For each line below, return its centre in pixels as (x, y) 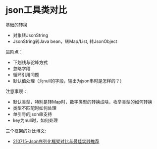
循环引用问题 (26, 74)
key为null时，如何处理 (35, 120)
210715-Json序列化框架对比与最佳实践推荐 (56, 141)
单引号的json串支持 (32, 114)
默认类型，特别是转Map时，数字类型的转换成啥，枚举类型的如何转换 (82, 102)
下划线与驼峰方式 (30, 62)
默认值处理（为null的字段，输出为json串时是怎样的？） (68, 81)
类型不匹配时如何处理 (34, 108)
